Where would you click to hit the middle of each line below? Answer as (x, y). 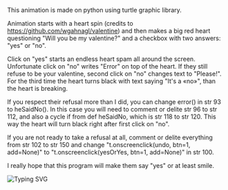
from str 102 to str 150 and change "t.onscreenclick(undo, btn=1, (99, 145)
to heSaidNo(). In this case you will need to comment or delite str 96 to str (112, 109)
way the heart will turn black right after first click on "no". (88, 124)
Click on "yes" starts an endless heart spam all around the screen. (101, 59)
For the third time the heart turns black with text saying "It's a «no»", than (112, 81)
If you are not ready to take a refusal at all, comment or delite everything (110, 137)
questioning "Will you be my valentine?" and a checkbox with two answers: (114, 38)
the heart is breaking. (37, 88)
